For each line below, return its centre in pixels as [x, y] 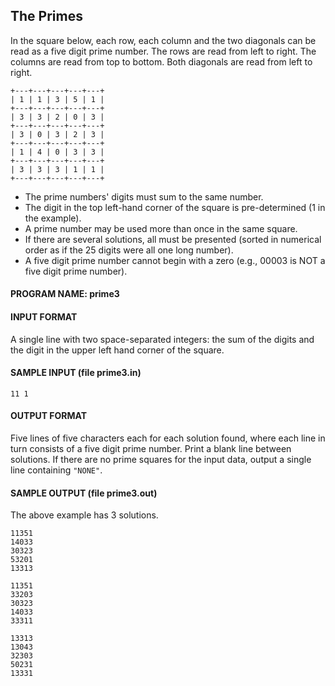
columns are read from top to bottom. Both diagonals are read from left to [161, 61]
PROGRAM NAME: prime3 [65, 294]
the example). [53, 218]
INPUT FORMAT [44, 317]
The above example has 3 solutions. [84, 515]
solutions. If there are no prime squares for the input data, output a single [161, 460]
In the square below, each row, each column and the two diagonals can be [163, 40]
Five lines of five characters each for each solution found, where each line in [168, 438]
